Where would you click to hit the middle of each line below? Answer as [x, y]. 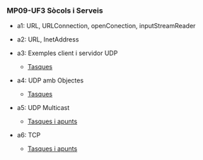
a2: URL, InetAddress [48, 39]
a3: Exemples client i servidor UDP [67, 53]
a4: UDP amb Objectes [50, 80]
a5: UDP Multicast [43, 108]
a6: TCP [29, 135]
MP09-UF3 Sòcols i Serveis [55, 11]
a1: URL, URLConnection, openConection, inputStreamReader [106, 26]
